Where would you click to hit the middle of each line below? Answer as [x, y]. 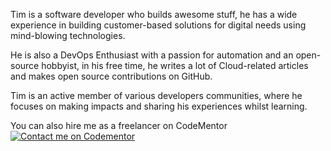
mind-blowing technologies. [68, 35]
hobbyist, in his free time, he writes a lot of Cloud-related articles [175, 65]
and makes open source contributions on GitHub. [111, 76]
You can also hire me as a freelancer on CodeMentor [119, 125]
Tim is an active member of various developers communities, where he [156, 95]
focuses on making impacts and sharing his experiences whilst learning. [159, 106]
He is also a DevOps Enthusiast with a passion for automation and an [152, 55]
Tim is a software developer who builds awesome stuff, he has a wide [154, 14]
